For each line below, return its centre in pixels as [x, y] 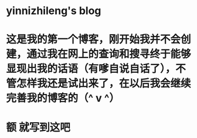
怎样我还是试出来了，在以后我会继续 [104, 84]
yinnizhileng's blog [54, 11]
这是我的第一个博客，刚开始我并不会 [94, 40]
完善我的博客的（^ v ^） [63, 98]
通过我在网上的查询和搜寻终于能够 [109, 54]
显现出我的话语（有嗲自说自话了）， [91, 69]
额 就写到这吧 [38, 127]
